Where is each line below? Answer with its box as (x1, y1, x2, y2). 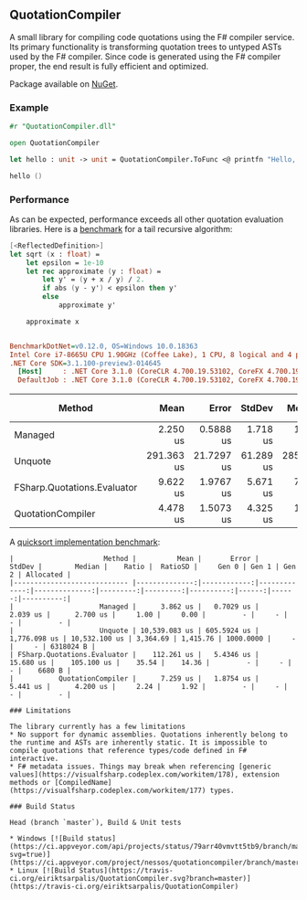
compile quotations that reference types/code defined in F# (9, 746, 248, 756)
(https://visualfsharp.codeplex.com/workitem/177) (9, 786, 206, 796)
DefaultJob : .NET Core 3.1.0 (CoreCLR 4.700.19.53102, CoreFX (17, 376, 263, 385)
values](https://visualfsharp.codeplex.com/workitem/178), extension (9, 770, 281, 779)
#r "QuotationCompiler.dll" (9, 122, 117, 132)
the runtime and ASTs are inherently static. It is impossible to (9, 738, 268, 747)
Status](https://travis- (79, 866, 174, 875)
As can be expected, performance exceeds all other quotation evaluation (9, 214, 284, 225)
